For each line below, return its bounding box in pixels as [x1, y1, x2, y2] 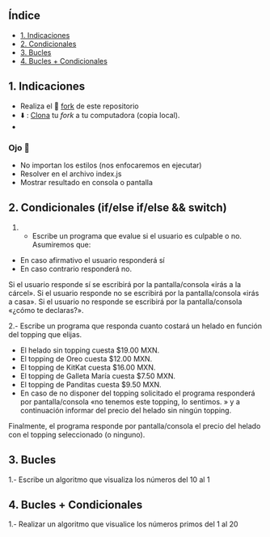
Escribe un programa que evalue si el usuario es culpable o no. [32, 230, 243, 240]
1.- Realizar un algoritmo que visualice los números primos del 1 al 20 [8, 519, 238, 529]
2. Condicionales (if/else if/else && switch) [8, 201, 228, 215]
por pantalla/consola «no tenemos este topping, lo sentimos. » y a [19, 396, 241, 406]
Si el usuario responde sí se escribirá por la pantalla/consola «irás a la [8, 279, 241, 289]
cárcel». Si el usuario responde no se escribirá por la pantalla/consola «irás [8, 288, 259, 298]
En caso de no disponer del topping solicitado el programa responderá [19, 388, 255, 398]
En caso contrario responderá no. [19, 264, 132, 273]
